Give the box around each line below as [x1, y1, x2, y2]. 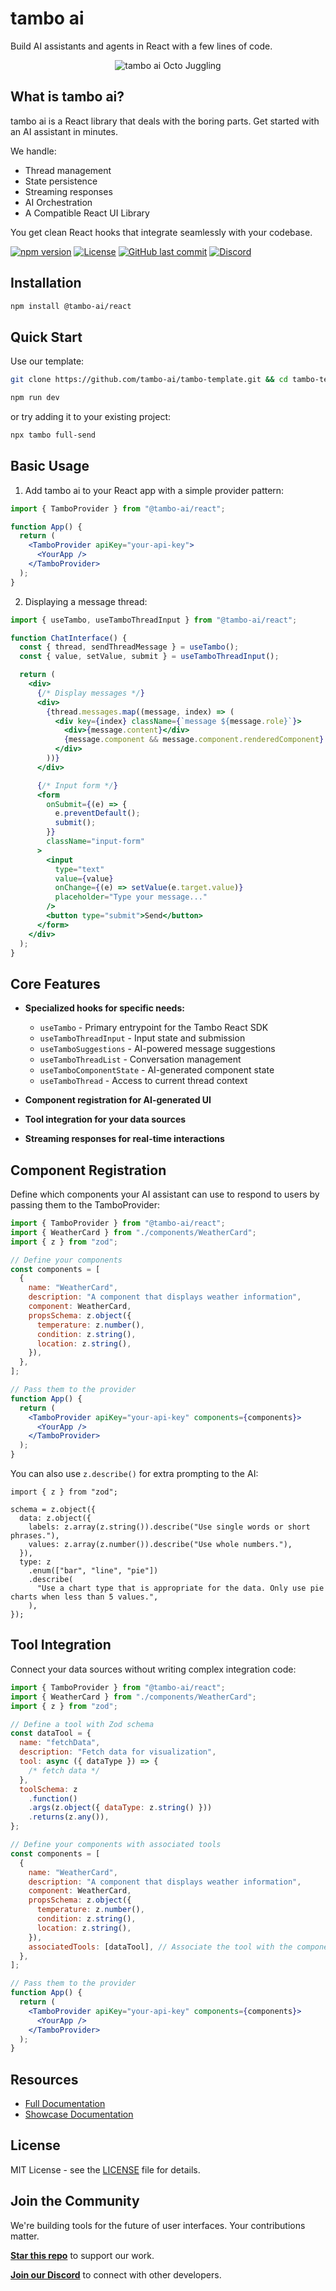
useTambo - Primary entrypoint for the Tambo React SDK [39, 1022, 269, 1034]
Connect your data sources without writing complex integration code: [10, 1663, 297, 1675]
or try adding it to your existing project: [10, 411, 172, 422]
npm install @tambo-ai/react [10, 301, 132, 311]
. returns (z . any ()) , [28, 1812, 110, 1822]
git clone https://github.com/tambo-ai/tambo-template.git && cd [10, 375, 288, 385]
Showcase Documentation [24, 2108, 134, 2121]
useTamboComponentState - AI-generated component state [39, 1064, 275, 1076]
